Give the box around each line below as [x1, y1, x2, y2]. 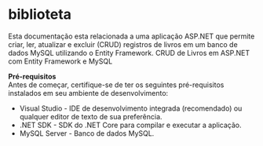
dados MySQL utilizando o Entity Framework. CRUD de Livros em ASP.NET [8, 48, 250, 57]
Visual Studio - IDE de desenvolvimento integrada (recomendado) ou [19, 104, 243, 113]
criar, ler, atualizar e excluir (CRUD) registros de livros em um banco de [8, 39, 238, 49]
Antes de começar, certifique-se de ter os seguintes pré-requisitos [8, 80, 225, 89]
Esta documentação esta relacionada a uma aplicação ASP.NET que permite [8, 31, 255, 41]
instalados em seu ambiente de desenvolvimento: [8, 88, 169, 97]
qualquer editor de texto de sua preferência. [19, 111, 163, 121]
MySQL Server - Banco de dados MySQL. [19, 128, 155, 138]
